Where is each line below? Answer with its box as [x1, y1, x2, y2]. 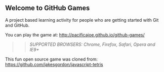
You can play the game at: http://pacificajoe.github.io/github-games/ [5, 32, 145, 37]
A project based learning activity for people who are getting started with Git [5, 17, 159, 23]
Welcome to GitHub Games [5, 4, 90, 12]
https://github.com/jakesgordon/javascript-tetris [5, 61, 104, 67]
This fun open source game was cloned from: [5, 56, 98, 62]
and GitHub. [5, 22, 30, 28]
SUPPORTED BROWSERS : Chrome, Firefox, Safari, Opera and [29, 41, 156, 47]
